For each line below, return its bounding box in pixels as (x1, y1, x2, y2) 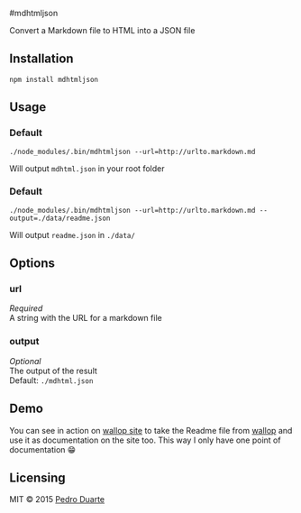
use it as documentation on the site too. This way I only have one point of (9, 435, 281, 445)
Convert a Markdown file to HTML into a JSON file (9, 25, 196, 35)
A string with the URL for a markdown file (9, 313, 162, 324)
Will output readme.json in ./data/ (9, 229, 135, 240)
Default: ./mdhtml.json (9, 374, 94, 386)
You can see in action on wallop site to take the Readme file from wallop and (9, 425, 293, 435)
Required (9, 303, 43, 314)
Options (9, 256, 56, 271)
